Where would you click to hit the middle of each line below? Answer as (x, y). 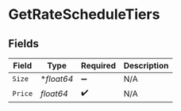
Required (98, 66)
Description (146, 66)
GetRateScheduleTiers (84, 15)
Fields (24, 44)
